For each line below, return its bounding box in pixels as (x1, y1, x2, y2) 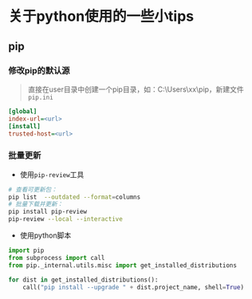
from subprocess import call (8, 254, 105, 262)
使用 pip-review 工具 (19, 169, 85, 179)
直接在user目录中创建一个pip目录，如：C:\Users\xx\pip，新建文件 (27, 85, 245, 94)
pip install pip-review (8, 208, 88, 216)
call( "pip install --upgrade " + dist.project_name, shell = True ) (22, 283, 245, 291)
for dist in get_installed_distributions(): (8, 276, 159, 284)
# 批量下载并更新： (8, 200, 64, 208)
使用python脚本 (19, 230, 72, 240)
